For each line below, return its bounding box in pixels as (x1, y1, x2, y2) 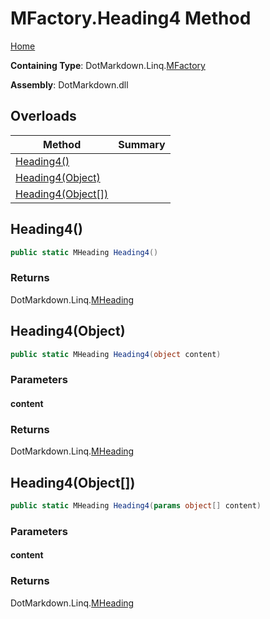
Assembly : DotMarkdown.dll (10, 78, 129, 91)
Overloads (10, 108, 77, 125)
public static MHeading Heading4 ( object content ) (10, 349, 222, 359)
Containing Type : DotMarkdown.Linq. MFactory (10, 59, 206, 71)
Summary (118, 137, 166, 151)
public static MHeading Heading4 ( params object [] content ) (10, 501, 262, 511)
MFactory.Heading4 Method (10, 7, 252, 30)
